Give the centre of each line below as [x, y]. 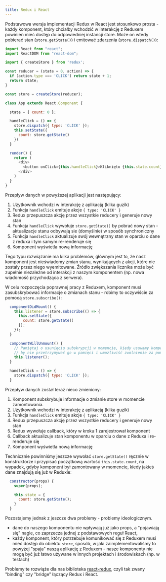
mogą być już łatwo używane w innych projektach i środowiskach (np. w [86, 554]
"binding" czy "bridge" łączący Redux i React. [52, 574]
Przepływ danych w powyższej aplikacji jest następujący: [63, 195]
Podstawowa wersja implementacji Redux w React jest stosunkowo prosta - [82, 24]
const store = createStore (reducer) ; [44, 94]
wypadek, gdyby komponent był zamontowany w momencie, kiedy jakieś [80, 467]
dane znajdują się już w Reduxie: [38, 472]
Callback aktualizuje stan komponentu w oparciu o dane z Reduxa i [81, 436]
